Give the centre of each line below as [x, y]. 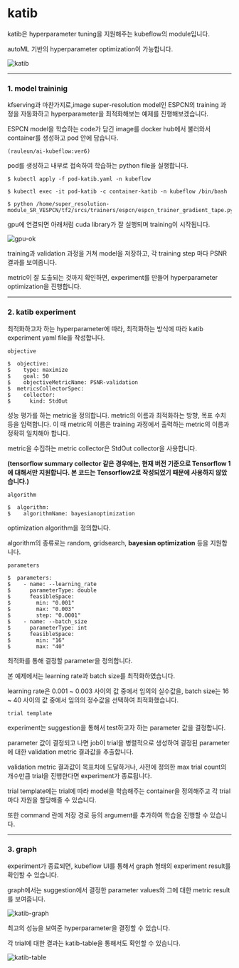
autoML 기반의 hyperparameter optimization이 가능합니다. [90, 49]
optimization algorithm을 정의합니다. [59, 528]
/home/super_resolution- [73, 204]
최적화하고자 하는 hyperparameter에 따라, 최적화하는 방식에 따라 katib [106, 328]
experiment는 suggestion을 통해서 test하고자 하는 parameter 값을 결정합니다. [117, 727]
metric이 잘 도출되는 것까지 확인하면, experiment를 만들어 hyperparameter [113, 278]
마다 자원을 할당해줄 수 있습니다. [52, 800]
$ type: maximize [38, 370]
